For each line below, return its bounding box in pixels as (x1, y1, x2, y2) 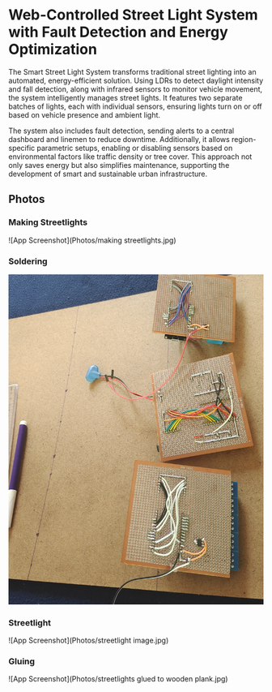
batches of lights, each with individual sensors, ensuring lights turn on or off (8, 101, 263, 111)
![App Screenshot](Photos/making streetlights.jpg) (8, 235, 176, 245)
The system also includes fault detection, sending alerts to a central (8, 126, 235, 135)
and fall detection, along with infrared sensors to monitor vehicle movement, (8, 84, 263, 94)
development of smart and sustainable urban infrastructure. (8, 169, 208, 178)
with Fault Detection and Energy (8, 23, 228, 41)
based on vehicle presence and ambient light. (8, 110, 160, 119)
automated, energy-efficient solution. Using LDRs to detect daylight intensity (8, 75, 264, 85)
